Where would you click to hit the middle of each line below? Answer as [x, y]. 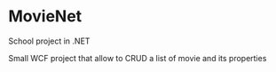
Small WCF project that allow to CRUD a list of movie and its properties [138, 58]
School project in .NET [49, 41]
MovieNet [45, 16]
